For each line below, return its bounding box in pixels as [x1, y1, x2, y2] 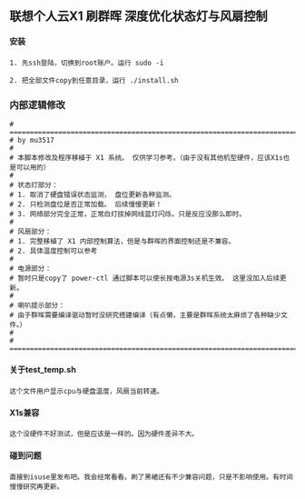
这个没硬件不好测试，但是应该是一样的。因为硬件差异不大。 [9, 430, 199, 439]
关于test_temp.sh [9, 364, 77, 375]
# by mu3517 [9, 135, 54, 145]
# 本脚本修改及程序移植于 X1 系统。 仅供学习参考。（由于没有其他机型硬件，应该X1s [9, 153, 283, 162]
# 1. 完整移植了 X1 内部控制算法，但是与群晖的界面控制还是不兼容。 [9, 236, 236, 245]
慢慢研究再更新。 [9, 482, 64, 491]
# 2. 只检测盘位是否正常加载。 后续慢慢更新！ [9, 199, 162, 209]
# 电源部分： [9, 264, 52, 273]
